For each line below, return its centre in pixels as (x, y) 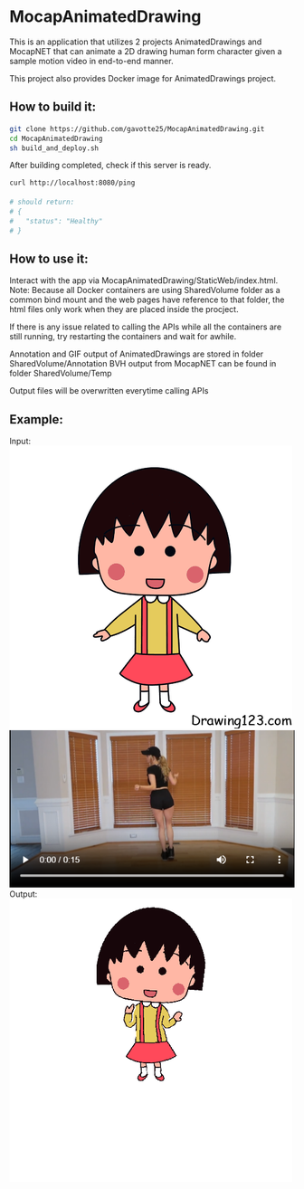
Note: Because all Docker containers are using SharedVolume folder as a (145, 290)
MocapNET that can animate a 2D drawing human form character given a (146, 51)
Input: (20, 442)
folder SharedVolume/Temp (61, 374)
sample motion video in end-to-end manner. (91, 61)
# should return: (42, 202)
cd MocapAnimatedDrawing (56, 138)
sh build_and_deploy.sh (54, 148)
